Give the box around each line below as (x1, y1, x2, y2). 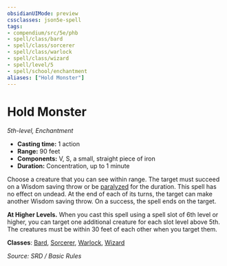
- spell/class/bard (7, 36, 63, 43)
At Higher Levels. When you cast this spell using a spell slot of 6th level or (7, 211, 219, 219)
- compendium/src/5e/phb (7, 29, 78, 37)
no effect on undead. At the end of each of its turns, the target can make (7, 190, 213, 198)
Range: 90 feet (17, 147, 61, 156)
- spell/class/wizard (7, 55, 69, 62)
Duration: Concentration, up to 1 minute (17, 162, 130, 170)
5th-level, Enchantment (7, 127, 74, 135)
